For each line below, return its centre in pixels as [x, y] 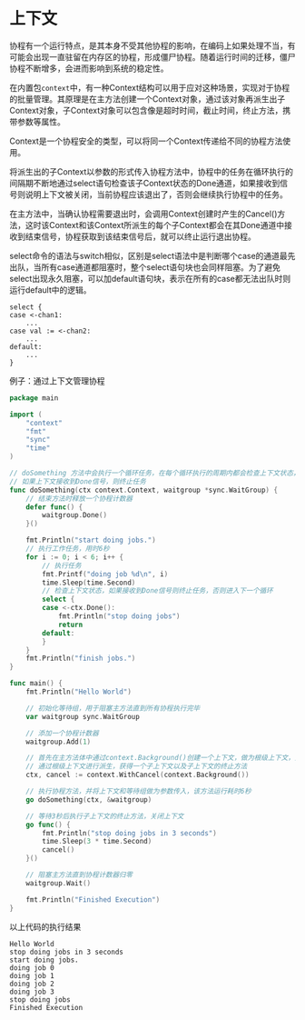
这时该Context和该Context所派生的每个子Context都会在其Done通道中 [154, 225]
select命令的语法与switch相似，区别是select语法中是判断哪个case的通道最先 [152, 255]
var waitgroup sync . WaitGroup [83, 716]
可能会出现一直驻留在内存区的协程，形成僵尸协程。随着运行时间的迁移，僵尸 [152, 56]
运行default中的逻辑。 [51, 290]
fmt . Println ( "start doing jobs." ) [91, 540]
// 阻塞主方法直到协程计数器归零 [79, 875]
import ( [26, 415]
